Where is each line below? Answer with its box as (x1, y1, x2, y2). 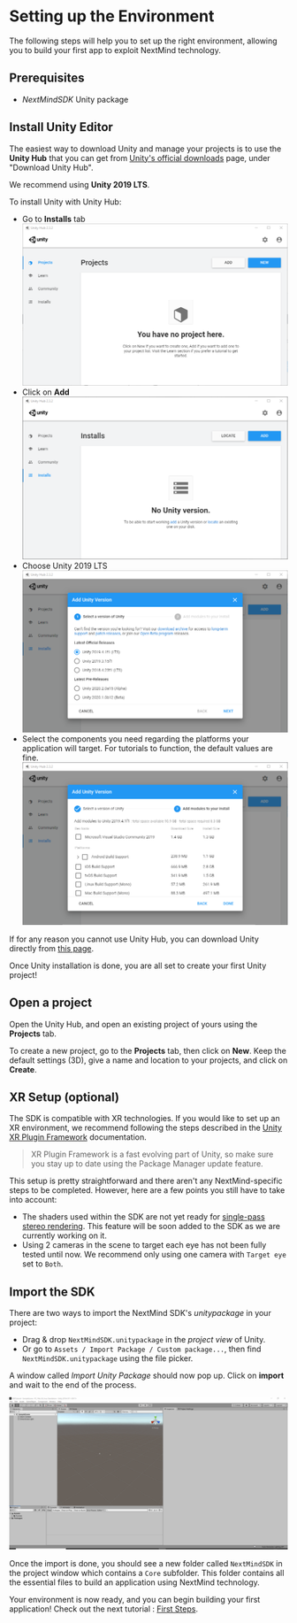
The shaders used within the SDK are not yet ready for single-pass (21, 1211, 265, 1222)
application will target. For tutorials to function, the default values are (21, 743, 273, 754)
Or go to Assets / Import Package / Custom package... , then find (21, 1343, 262, 1355)
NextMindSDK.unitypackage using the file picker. (21, 1353, 194, 1364)
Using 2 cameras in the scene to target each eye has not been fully (21, 1240, 267, 1250)
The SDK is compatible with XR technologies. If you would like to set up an (9, 1113, 280, 1124)
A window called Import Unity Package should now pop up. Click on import (9, 1370, 285, 1381)
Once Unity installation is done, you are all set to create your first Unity (9, 960, 267, 971)
